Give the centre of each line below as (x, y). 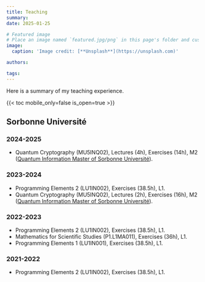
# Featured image (28, 34)
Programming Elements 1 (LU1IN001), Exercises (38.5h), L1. (89, 243)
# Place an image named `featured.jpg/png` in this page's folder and (98, 40)
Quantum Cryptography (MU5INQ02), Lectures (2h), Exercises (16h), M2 (106, 194)
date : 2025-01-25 (28, 23)
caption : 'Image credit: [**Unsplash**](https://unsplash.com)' (95, 52)
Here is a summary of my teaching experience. (65, 91)
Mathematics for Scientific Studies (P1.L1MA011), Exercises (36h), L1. (101, 236)
